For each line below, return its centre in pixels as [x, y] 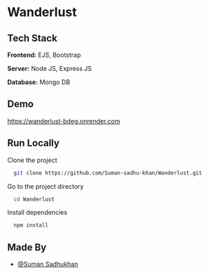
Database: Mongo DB [39, 82]
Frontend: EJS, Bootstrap [44, 55]
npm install [31, 225]
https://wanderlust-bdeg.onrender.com [64, 121]
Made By [27, 247]
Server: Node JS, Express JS [50, 68]
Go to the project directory [46, 186]
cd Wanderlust [34, 199]
